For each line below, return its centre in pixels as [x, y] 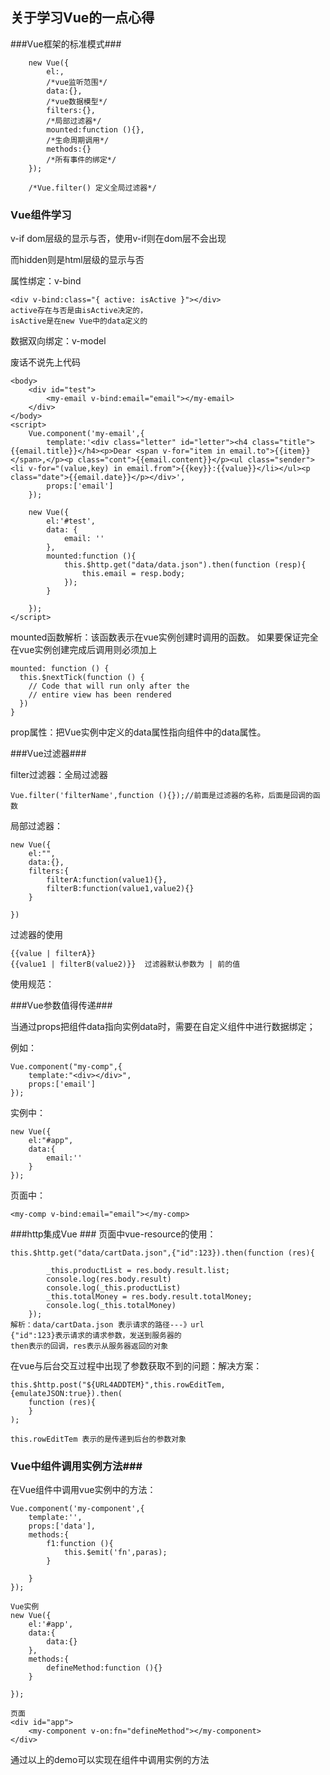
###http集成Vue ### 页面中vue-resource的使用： [113, 1234]
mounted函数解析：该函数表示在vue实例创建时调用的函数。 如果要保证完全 [164, 637]
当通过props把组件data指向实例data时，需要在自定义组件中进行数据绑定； [163, 1027]
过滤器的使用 [36, 935]
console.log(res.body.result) [109, 1279]
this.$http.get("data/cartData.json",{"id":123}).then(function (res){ [162, 1253]
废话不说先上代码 [45, 362]
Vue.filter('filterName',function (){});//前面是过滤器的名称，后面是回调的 [161, 796]
